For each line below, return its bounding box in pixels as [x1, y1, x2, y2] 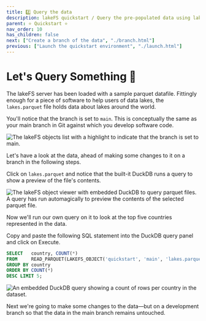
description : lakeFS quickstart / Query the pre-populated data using [6, 15, 191, 21]
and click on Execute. [6, 238, 61, 246]
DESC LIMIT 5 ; [6, 273, 43, 279]
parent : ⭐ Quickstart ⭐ [6, 20, 68, 26]
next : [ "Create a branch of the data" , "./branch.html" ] [6, 37, 155, 44]
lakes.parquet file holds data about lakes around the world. [6, 102, 156, 110]
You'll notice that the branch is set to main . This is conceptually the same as [6, 115, 197, 122]
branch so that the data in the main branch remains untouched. [6, 309, 166, 317]
